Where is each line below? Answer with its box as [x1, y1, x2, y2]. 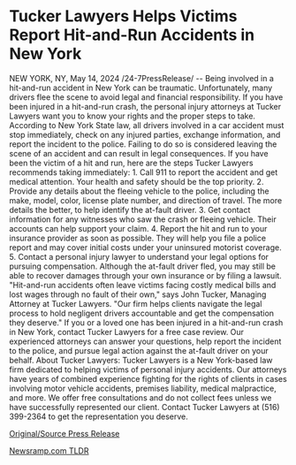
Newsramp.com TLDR [9, 445, 89, 456]
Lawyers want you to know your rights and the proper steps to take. [9, 111, 256, 121]
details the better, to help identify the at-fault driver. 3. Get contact [9, 204, 251, 215]
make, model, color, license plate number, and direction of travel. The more [9, 194, 283, 205]
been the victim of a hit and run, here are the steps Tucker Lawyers [9, 157, 254, 168]
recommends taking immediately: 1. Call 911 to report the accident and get [9, 166, 278, 178]
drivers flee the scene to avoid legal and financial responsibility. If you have [9, 91, 284, 103]
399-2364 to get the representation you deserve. [9, 411, 188, 422]
